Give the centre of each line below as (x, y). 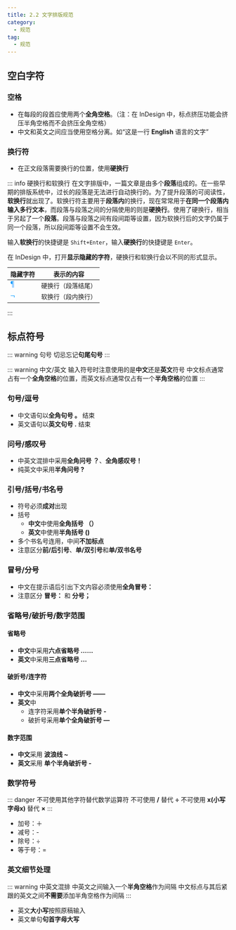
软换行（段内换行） (69, 297)
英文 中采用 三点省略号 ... (52, 659)
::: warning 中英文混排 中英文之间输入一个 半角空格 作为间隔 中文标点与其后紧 (118, 886)
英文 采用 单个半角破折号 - (54, 763)
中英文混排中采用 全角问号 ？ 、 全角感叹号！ (80, 461)
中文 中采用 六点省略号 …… (55, 650)
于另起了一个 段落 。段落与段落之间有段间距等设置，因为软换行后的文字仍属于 (118, 219)
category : (22, 22)
